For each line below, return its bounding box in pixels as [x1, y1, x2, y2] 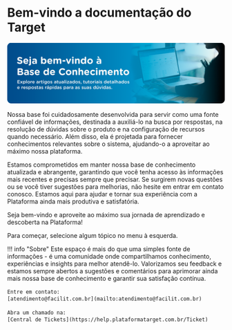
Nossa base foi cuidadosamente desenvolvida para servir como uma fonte [7, 110, 219, 118]
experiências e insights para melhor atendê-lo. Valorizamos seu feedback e [7, 259, 222, 268]
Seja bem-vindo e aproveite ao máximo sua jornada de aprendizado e [7, 210, 205, 219]
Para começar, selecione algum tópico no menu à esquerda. [7, 231, 178, 239]
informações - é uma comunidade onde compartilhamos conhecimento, [7, 252, 212, 260]
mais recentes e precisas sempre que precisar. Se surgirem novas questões [7, 175, 223, 183]
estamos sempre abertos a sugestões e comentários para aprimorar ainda [7, 266, 218, 275]
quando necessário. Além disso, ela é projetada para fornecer [7, 132, 183, 140]
